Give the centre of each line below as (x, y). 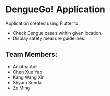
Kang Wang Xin (29, 77)
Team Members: (32, 54)
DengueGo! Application (56, 9)
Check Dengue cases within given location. (58, 33)
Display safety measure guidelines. (49, 38)
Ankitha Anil (25, 66)
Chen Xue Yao (27, 72)
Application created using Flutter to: (42, 23)
